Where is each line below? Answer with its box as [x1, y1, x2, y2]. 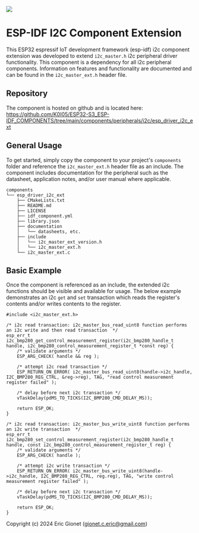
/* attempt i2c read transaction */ [17, 364, 108, 370]
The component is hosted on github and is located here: [6, 104, 144, 111]
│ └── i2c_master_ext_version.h [17, 239, 102, 245]
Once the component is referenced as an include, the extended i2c [6, 281, 170, 288]
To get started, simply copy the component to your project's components [6, 156, 181, 163]
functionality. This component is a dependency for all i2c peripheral [6, 58, 172, 66]
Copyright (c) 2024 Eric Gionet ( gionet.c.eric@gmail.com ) [6, 520, 147, 528]
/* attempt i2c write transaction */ [17, 463, 110, 469]
